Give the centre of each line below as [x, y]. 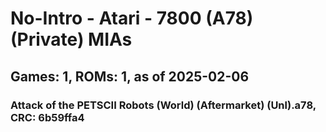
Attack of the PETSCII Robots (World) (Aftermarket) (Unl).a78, [163, 105]
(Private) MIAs [71, 39]
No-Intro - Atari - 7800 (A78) [132, 18]
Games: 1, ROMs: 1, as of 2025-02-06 [130, 76]
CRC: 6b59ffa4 [47, 117]
